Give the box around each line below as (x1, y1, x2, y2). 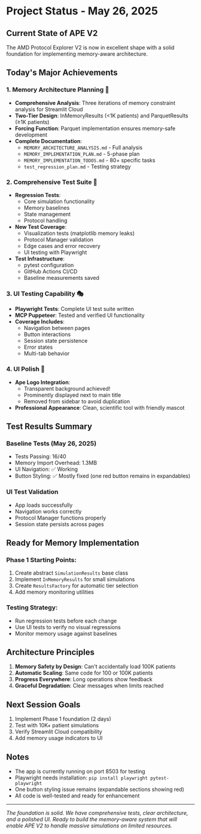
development (14, 131, 48, 138)
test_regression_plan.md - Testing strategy (23, 163, 131, 170)
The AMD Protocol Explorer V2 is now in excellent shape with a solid (6, 44, 175, 51)
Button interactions (23, 331, 71, 338)
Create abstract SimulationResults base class (14, 569, 129, 576)
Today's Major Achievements (6, 68, 118, 78)
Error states (23, 343, 53, 351)
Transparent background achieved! (23, 385, 111, 392)
